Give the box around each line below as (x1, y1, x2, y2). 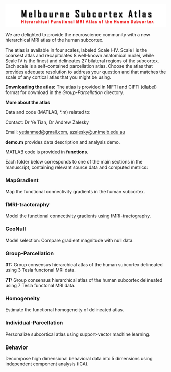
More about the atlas (5, 99, 50, 105)
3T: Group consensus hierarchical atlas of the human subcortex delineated (5, 262, 163, 268)
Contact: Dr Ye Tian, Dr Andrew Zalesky (5, 119, 89, 125)
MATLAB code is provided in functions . (5, 149, 88, 155)
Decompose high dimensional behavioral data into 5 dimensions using (5, 355, 153, 361)
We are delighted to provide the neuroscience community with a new (5, 31, 151, 37)
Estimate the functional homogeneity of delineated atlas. (5, 307, 124, 313)
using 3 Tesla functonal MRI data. (5, 267, 76, 273)
